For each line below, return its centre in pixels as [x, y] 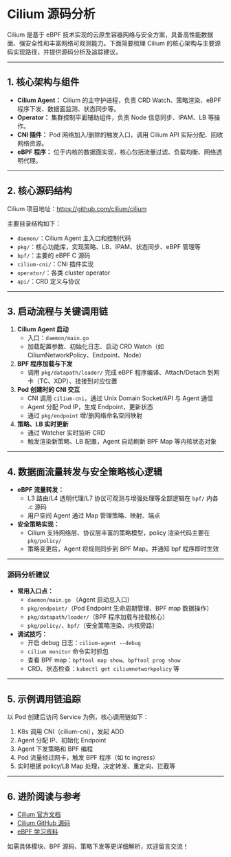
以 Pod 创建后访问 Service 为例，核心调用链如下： [78, 717]
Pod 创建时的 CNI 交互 [48, 390]
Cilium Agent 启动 [43, 329]
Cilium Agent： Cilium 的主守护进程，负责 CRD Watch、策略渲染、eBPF [119, 100]
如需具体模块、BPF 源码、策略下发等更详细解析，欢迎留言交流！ [98, 847]
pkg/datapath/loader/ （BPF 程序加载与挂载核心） [98, 617]
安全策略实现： [38, 524]
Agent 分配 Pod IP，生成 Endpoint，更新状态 [90, 407]
